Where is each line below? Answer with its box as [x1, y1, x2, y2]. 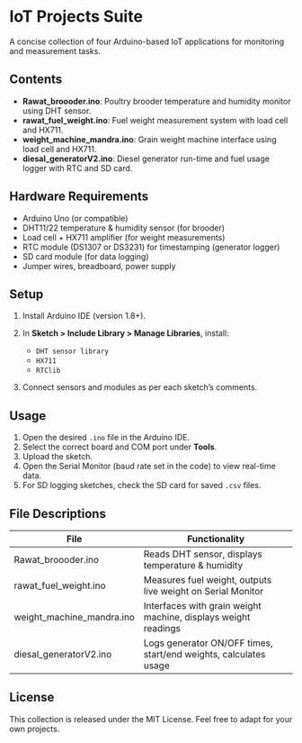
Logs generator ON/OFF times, [143, 637, 273, 649]
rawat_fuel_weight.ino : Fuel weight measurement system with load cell [22, 114, 289, 125]
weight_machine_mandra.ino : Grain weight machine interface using [22, 133, 277, 145]
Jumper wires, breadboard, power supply [22, 260, 176, 271]
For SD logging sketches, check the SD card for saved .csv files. [22, 480, 262, 491]
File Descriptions [9, 506, 106, 521]
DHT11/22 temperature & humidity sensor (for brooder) [22, 222, 226, 233]
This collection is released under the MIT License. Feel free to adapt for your [9, 713, 293, 724]
